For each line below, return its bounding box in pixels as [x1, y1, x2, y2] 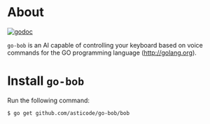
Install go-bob [7, 73, 85, 89]
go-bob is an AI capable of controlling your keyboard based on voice [7, 41, 203, 49]
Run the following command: [7, 96, 90, 104]
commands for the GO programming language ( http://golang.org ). [7, 48, 197, 57]
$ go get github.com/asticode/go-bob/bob [7, 109, 130, 116]
